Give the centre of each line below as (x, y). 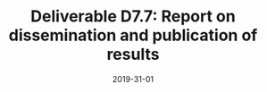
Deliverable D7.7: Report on (133, 17)
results (133, 54)
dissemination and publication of (133, 35)
